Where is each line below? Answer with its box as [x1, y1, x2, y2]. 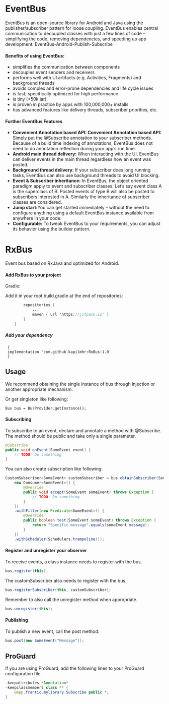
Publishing [5, 617, 29, 623]
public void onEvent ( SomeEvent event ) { [5, 447, 92, 452]
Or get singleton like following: [5, 396, 68, 402]
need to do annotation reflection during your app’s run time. [12, 146, 136, 152]
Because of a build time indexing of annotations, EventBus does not [12, 140, 153, 146]
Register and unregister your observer [5, 548, 87, 554]
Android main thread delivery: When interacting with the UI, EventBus [12, 151, 159, 157]
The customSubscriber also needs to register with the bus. [5, 577, 127, 583]
